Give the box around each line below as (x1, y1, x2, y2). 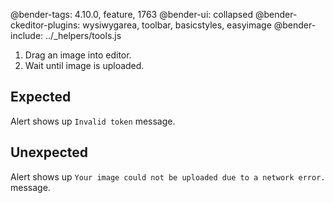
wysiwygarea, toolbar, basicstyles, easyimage (82, 19, 272, 31)
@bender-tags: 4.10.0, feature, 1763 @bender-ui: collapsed (10, 9, 253, 20)
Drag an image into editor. (24, 49, 132, 61)
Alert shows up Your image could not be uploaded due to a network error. (10, 170, 326, 183)
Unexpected (10, 144, 89, 161)
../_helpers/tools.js (45, 30, 122, 41)
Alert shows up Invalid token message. (10, 115, 176, 127)
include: (10, 30, 44, 41)
